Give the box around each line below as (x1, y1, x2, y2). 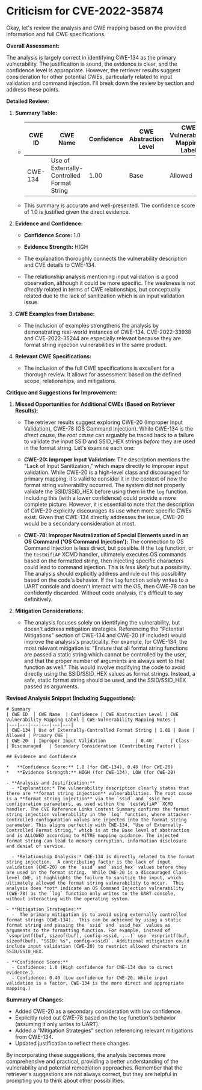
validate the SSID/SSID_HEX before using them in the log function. (23, 488, 188, 495)
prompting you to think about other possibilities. (6, 1077, 125, 1084)
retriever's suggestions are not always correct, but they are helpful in (6, 1070, 177, 1077)
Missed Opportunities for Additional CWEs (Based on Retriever (14, 400, 176, 408)
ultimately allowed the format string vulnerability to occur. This (6, 880, 185, 886)
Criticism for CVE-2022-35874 (6, 4, 164, 18)
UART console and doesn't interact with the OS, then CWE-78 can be (23, 582, 195, 590)
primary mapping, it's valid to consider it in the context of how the (23, 475, 188, 482)
